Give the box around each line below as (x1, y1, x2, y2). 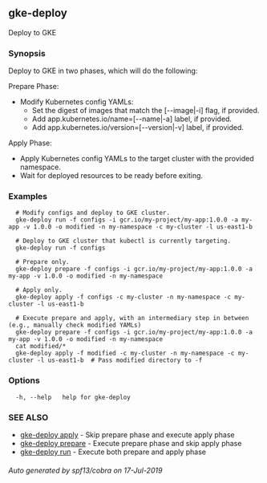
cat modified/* (15, 343, 67, 351)
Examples (8, 191, 48, 202)
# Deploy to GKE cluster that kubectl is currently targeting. (15, 237, 231, 246)
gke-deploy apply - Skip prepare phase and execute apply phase (19, 430, 235, 440)
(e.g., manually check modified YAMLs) (8, 321, 142, 330)
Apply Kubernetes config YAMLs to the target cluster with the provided (19, 154, 254, 164)
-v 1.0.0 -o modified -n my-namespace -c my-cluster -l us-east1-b (22, 223, 253, 231)
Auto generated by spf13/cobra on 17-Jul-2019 (8, 465, 163, 475)
